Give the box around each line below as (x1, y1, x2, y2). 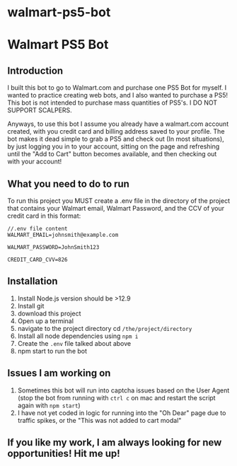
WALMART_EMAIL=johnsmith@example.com (7, 231, 119, 238)
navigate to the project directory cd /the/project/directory (17, 324, 192, 332)
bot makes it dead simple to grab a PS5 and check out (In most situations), (7, 135, 224, 144)
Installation (7, 275, 58, 287)
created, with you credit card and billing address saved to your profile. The (7, 127, 225, 136)
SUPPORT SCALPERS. (7, 106, 72, 115)
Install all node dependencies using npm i (17, 332, 139, 340)
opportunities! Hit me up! (7, 448, 120, 460)
